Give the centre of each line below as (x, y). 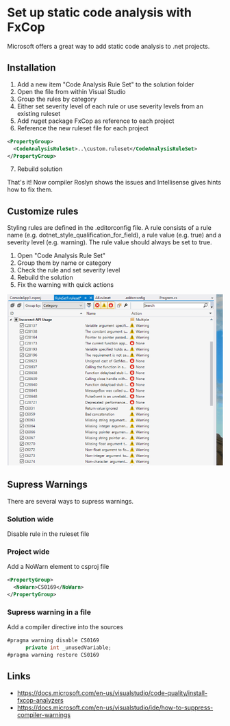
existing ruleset (39, 113)
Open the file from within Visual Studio (71, 91)
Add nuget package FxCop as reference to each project (95, 121)
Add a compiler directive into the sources (65, 627)
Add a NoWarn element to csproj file (58, 567)
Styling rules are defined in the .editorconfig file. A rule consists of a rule (110, 228)
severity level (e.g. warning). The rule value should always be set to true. (110, 242)
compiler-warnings (43, 714)
